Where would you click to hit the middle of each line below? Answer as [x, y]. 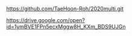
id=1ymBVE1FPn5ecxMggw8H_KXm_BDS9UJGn [66, 27]
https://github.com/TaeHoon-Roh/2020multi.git [65, 9]
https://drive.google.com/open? [46, 20]
